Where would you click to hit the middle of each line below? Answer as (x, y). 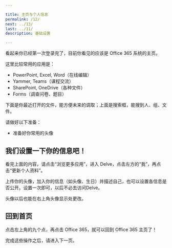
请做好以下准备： (23, 122)
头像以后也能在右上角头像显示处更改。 (46, 198)
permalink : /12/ (23, 19)
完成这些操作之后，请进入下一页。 (41, 240)
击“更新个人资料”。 (25, 170)
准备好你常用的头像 (33, 133)
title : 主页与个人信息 (27, 14)
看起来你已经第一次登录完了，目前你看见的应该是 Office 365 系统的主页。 (83, 53)
